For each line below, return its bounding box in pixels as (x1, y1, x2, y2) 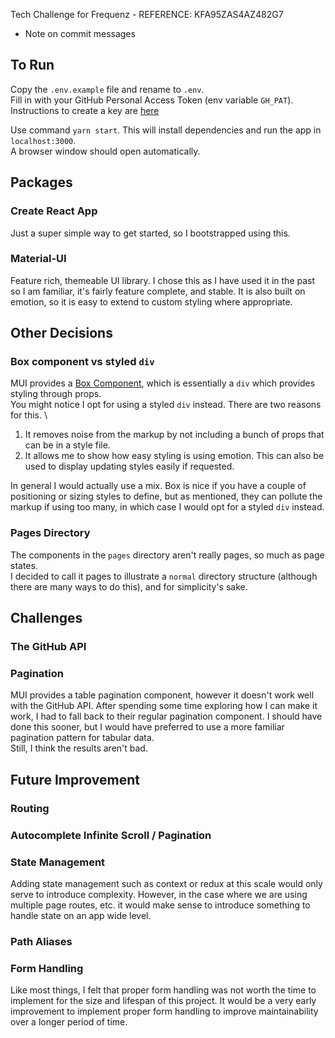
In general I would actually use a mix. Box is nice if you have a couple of (10, 480, 307, 492)
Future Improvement (10, 771, 140, 788)
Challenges (10, 610, 83, 627)
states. (10, 559, 38, 571)
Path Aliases (10, 934, 73, 948)
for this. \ (10, 409, 48, 421)
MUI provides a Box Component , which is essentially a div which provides (10, 377, 316, 389)
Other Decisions (10, 325, 113, 342)
